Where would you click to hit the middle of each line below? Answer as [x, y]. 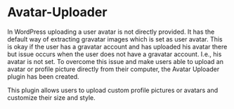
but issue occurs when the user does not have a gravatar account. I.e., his [115, 54]
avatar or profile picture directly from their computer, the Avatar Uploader [113, 69]
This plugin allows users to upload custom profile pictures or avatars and [113, 90]
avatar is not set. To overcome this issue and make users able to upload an [115, 61]
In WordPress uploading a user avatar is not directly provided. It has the [111, 32]
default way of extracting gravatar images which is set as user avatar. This [115, 39]
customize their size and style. [52, 97]
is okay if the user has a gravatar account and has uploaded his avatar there [117, 46]
